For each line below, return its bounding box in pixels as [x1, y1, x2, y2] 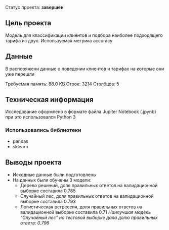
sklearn [12, 143, 29, 149]
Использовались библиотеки [5, 127, 81, 134]
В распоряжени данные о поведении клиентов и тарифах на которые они [5, 66, 164, 72]
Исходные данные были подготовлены [12, 171, 97, 178]
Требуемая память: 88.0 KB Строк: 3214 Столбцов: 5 [5, 81, 119, 87]
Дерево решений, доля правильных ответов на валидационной [20, 182, 158, 188]
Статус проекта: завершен [5, 5, 64, 10]
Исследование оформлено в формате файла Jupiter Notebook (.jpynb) [5, 108, 156, 115]
